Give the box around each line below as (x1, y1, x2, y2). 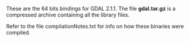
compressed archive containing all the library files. (6, 11, 130, 18)
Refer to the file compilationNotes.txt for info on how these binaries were (6, 23, 184, 30)
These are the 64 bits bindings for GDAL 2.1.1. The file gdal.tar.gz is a (6, 5, 176, 12)
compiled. (6, 29, 31, 36)
